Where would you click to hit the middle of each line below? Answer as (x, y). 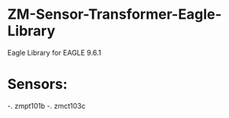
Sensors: (37, 84)
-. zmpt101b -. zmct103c (46, 105)
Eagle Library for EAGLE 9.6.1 (54, 52)
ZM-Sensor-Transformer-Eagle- (114, 14)
